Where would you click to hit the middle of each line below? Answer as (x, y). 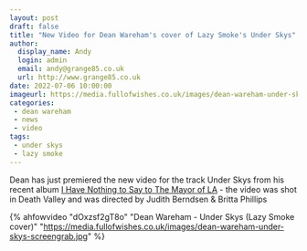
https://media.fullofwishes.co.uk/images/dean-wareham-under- (164, 226)
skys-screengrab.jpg (49, 236)
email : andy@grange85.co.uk (71, 69)
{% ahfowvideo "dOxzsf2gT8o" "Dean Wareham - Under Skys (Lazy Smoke (152, 216)
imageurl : (28, 94)
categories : (32, 103)
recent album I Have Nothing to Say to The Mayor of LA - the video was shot (153, 189)
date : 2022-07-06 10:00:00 (61, 86)
